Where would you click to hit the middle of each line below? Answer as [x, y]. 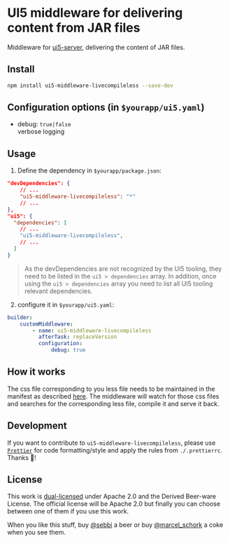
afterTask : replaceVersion [78, 337]
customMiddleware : [46, 324]
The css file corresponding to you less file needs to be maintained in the [111, 389]
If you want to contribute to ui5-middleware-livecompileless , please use [112, 443]
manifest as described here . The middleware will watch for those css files [113, 396]
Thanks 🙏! [22, 457]
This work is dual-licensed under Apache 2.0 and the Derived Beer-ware [112, 497]
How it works [36, 372]
